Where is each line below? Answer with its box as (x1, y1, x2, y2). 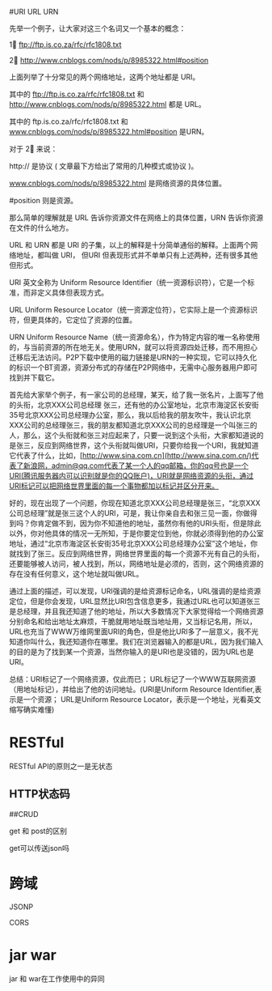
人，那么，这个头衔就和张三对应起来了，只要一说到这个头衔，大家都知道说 (9, 431, 257, 440)
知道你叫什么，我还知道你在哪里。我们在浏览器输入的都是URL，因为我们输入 (9, 637, 264, 646)
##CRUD (9, 809, 39, 819)
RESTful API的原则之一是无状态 (9, 761, 113, 771)
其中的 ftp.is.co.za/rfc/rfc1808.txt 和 (9, 117, 128, 126)
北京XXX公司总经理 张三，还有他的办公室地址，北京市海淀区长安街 (36, 400, 259, 410)
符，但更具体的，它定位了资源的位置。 (9, 315, 136, 325)
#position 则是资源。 (9, 196, 78, 205)
